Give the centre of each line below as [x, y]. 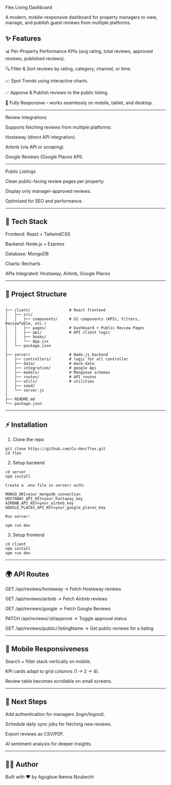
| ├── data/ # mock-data [50, 364]
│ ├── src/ [19, 315]
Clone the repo [28, 440]
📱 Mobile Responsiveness [47, 649]
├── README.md [20, 399]
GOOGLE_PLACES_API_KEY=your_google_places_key [55, 508]
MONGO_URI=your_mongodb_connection [43, 495]
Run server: [18, 517]
